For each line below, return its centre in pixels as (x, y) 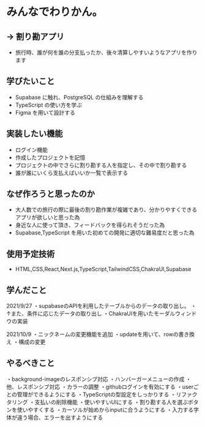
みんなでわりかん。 (55, 12)
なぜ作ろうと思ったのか (50, 194)
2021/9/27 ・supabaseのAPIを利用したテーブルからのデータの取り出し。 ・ (102, 306)
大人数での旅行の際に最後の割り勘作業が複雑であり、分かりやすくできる (106, 210)
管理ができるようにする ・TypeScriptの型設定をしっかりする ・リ (99, 394)
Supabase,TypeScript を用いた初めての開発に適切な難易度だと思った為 (105, 233)
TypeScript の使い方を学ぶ (49, 105)
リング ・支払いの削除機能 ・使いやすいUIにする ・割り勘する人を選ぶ (100, 402)
